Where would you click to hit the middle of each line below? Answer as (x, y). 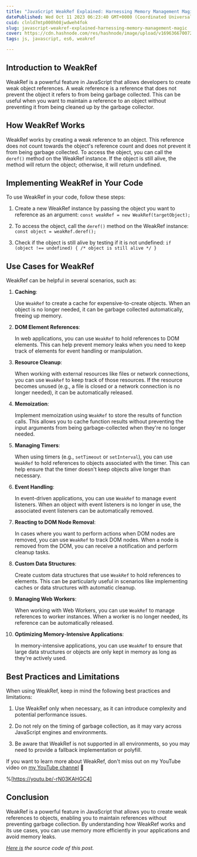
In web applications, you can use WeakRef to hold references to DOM (97, 339)
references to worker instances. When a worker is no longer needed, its (101, 617)
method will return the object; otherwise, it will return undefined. (84, 165)
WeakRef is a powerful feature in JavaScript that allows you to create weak (97, 811)
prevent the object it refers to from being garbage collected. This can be (93, 94)
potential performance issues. (51, 715)
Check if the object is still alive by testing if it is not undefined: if (93, 243)
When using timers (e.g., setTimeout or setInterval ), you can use (94, 457)
